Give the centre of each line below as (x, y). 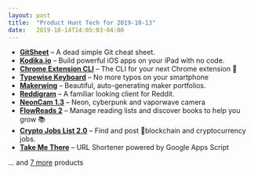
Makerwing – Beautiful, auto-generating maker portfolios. (112, 86)
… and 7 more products (46, 162)
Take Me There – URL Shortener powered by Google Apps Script (124, 148)
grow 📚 (32, 119)
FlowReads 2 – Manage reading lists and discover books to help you (130, 111)
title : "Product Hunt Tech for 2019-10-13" (82, 23)
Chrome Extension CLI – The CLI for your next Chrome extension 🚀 (128, 69)
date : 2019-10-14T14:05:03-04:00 (66, 30)
